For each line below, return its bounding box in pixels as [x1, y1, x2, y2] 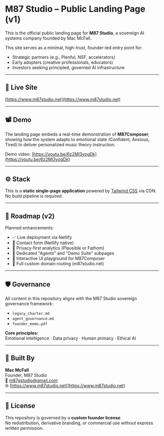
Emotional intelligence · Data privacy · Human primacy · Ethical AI [5, 335, 136, 341]
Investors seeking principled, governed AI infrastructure [12, 65, 125, 70]
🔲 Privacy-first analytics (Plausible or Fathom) [12, 245, 104, 251]
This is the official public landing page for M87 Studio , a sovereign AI [5, 30, 144, 36]
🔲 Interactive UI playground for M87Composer [12, 255, 105, 261]
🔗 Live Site [5, 83, 38, 92]
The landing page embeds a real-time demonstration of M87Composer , [5, 131, 150, 137]
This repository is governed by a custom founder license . [5, 414, 122, 420]
